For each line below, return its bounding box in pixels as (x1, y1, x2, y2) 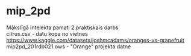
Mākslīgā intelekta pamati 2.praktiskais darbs (6, 24, 119, 31)
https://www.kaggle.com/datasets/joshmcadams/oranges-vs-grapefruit (6, 36, 185, 43)
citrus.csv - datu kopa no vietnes (6, 30, 89, 37)
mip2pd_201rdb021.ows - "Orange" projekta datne (6, 43, 131, 50)
